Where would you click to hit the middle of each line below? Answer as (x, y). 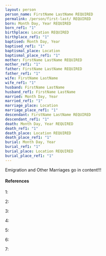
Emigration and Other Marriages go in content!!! (53, 170)
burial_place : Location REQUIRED (39, 151)
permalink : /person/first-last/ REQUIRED (48, 19)
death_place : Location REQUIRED (38, 133)
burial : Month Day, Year (30, 142)
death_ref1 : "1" (22, 128)
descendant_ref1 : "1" (27, 119)
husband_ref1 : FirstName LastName (40, 92)
